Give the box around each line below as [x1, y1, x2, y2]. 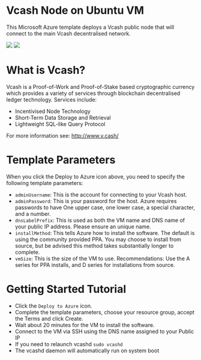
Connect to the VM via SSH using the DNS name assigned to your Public [14, 328, 194, 335]
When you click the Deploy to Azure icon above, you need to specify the [6, 172, 185, 180]
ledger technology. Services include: [6, 96, 97, 103]
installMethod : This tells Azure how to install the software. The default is [14, 229, 195, 236]
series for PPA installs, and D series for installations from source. [14, 261, 175, 268]
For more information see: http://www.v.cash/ [6, 132, 119, 139]
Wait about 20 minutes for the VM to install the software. [14, 321, 155, 328]
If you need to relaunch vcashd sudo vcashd [14, 340, 123, 347]
